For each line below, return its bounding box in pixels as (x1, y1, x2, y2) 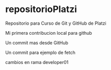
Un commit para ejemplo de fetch (5, 49, 75, 55)
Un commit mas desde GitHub (5, 39, 69, 46)
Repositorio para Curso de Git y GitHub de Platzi (5, 20, 106, 26)
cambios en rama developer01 (5, 59, 69, 65)
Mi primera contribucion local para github (5, 30, 93, 36)
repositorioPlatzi (5, 4, 77, 15)
